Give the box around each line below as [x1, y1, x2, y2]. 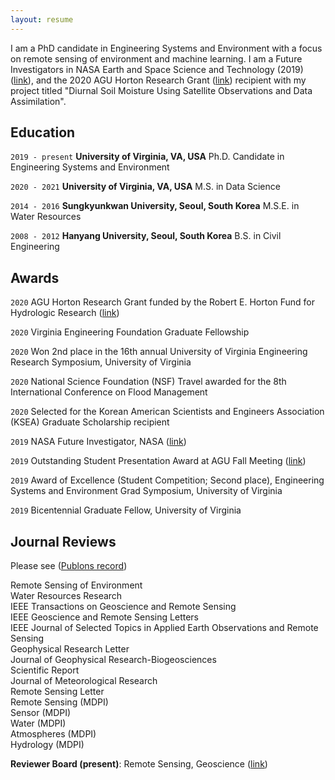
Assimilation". [10, 95, 67, 107]
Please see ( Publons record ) [10, 560, 128, 572]
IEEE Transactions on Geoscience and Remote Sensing [10, 601, 237, 613]
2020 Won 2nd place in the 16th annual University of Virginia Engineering [10, 346, 308, 358]
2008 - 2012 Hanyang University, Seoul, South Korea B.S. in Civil [10, 230, 282, 242]
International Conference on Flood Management [10, 386, 208, 398]
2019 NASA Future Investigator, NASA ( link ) [10, 436, 187, 448]
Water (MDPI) [10, 717, 67, 730]
